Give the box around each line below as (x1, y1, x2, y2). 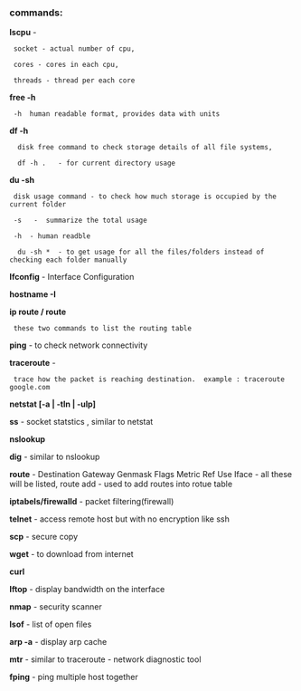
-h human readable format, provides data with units (13, 110, 221, 119)
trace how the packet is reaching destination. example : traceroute (13, 375, 285, 384)
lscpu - (9, 27, 37, 38)
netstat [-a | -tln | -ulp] (9, 398, 97, 409)
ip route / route (9, 306, 66, 318)
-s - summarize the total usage (13, 216, 147, 226)
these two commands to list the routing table (13, 324, 193, 333)
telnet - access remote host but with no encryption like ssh (9, 513, 230, 524)
